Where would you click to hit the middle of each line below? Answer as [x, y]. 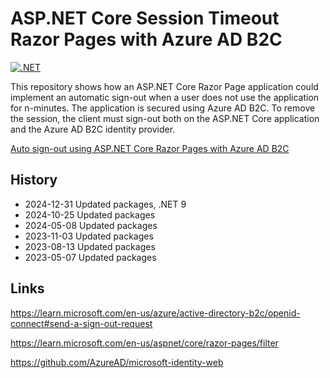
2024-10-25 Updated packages [90, 214]
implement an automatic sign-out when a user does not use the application [165, 97]
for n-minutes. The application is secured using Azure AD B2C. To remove [163, 108]
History [34, 180]
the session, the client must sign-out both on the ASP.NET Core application [165, 118]
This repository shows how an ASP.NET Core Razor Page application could [164, 86]
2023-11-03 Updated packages [89, 236]
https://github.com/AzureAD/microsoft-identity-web [117, 362]
